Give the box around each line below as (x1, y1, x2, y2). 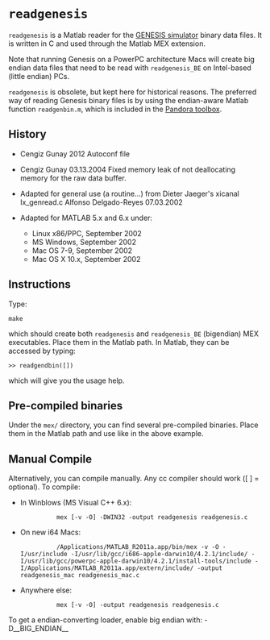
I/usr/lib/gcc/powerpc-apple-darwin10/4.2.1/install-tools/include (19, 557, 251, 566)
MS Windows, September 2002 (31, 237, 137, 247)
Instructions (8, 277, 71, 292)
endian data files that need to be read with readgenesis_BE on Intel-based (8, 63, 251, 73)
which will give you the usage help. (8, 376, 125, 385)
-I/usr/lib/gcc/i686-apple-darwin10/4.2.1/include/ (71, 551, 248, 559)
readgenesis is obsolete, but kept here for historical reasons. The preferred (8, 87, 257, 97)
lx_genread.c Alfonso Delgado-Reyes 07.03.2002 (19, 197, 183, 207)
